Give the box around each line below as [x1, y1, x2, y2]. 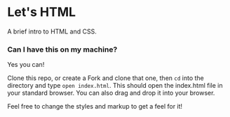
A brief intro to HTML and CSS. [7, 27, 97, 36]
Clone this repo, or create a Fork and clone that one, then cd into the [7, 74, 205, 82]
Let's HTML [7, 4, 76, 20]
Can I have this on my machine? [7, 45, 118, 54]
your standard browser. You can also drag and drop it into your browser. [7, 88, 215, 97]
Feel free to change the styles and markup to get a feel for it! [7, 102, 183, 111]
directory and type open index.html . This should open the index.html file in [7, 81, 223, 90]
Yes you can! [7, 61, 45, 69]
